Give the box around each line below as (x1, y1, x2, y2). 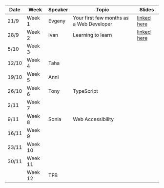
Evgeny (48, 18, 66, 24)
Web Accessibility (73, 116, 114, 123)
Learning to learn (73, 32, 112, 38)
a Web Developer (73, 21, 113, 27)
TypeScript (73, 88, 99, 94)
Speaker (48, 6, 68, 13)
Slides (139, 6, 155, 13)
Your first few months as (73, 15, 129, 21)
